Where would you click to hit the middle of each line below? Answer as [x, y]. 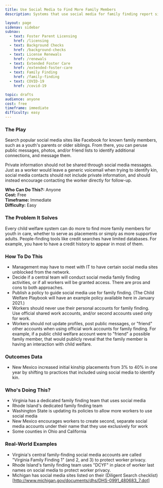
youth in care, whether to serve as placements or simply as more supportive [81, 234]
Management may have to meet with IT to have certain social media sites [85, 267]
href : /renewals [30, 59]
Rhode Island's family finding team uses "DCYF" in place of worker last [83, 465]
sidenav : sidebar [23, 27]
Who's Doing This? [28, 390]
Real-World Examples [31, 444]
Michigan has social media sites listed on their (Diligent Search [74, 475]
